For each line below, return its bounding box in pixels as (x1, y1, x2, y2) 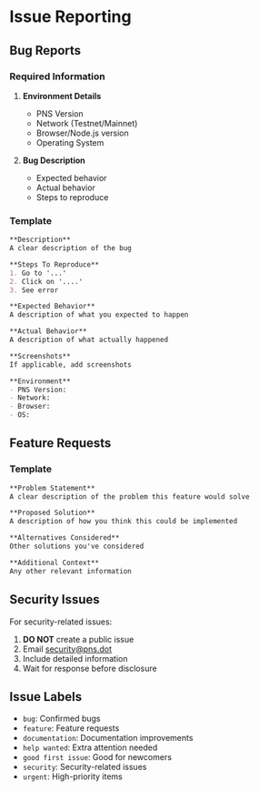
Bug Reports (9, 43, 82, 58)
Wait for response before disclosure (22, 663, 157, 674)
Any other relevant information (9, 566, 132, 575)
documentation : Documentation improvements (22, 733, 194, 744)
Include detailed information (22, 653, 128, 664)
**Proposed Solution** (9, 508, 95, 518)
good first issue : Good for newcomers (22, 752, 173, 763)
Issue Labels (9, 689, 83, 705)
